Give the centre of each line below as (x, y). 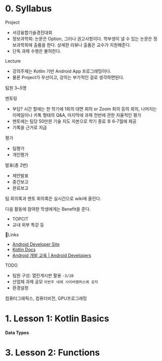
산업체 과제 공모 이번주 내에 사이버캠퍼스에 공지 (55, 281)
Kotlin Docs (24, 249)
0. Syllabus (28, 9)
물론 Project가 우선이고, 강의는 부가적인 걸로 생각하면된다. (68, 77)
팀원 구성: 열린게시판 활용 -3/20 (43, 275)
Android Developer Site (36, 244)
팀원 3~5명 (16, 88)
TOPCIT (20, 219)
